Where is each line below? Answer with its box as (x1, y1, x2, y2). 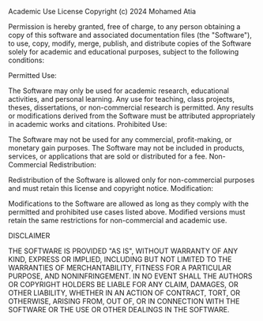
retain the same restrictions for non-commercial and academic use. (8, 216, 227, 225)
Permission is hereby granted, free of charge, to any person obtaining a (8, 22, 241, 31)
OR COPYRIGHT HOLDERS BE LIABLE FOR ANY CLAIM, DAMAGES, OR (8, 280, 239, 289)
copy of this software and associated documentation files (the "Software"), (8, 31, 253, 39)
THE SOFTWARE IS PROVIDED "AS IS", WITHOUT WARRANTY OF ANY (8, 246, 239, 256)
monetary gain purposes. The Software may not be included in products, (8, 144, 245, 152)
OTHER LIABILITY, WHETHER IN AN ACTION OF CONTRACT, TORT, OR (8, 288, 241, 297)
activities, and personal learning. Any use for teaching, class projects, (8, 95, 235, 103)
